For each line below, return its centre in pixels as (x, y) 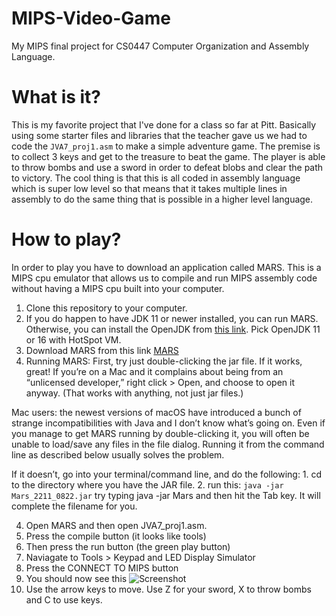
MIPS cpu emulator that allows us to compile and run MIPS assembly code (164, 278)
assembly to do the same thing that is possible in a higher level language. (162, 199)
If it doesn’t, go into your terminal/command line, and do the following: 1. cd (167, 474)
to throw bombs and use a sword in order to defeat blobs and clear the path (167, 167)
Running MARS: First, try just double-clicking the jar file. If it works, (164, 361)
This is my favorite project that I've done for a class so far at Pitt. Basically (164, 124)
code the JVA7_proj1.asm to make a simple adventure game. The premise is (166, 146)
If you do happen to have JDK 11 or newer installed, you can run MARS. (172, 318)
